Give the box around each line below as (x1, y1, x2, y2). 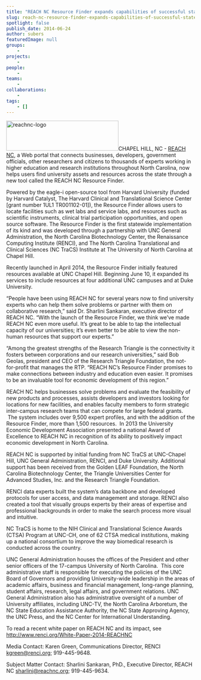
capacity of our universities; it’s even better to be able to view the (6, 326, 167, 334)
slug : (6, 14, 20, 20)
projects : (6, 53, 31, 59)
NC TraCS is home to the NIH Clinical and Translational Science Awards (6, 525, 182, 532)
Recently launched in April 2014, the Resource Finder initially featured (6, 263, 178, 271)
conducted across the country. (6, 544, 82, 551)
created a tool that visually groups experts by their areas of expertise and (6, 501, 187, 508)
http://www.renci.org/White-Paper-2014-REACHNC (6, 631, 133, 638)
